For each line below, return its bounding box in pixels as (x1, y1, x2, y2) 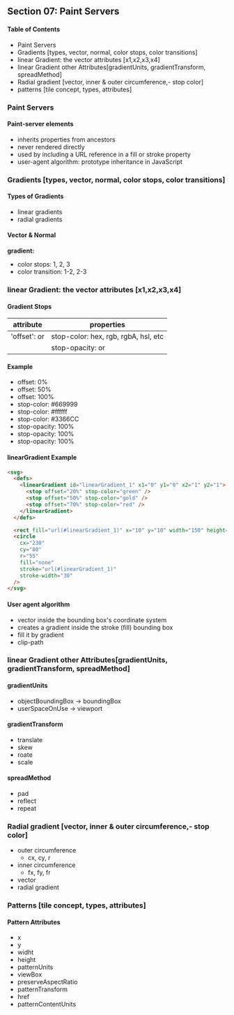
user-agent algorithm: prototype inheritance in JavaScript (17, 157, 183, 166)
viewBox (17, 970, 42, 979)
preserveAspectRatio (17, 978, 78, 986)
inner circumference (17, 861, 76, 869)
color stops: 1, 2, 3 (17, 260, 71, 269)
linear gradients (17, 207, 63, 216)
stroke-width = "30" (19, 572, 73, 579)
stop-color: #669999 (17, 400, 78, 409)
